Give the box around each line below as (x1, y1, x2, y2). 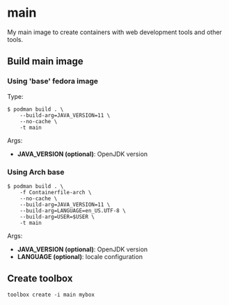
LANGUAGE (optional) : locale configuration (17, 252, 143, 260)
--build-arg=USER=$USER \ (19, 213, 95, 220)
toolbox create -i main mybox (7, 291, 95, 298)
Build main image (7, 56, 84, 68)
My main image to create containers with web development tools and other (7, 28, 223, 36)
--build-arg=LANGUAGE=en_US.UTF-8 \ (19, 207, 127, 214)
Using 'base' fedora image (7, 77, 99, 86)
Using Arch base (7, 167, 65, 177)
